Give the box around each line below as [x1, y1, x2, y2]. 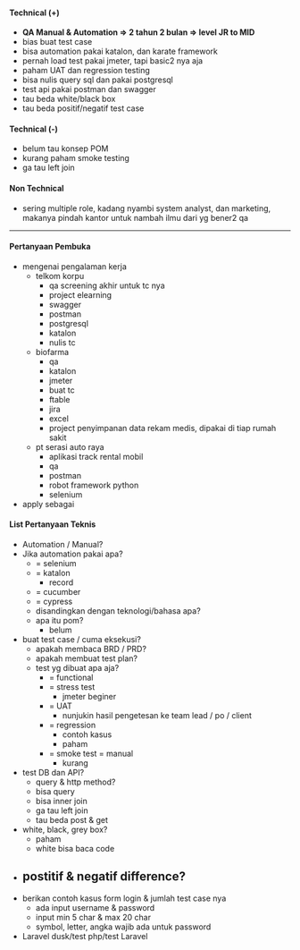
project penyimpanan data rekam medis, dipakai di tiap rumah [48, 422, 277, 433]
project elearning [48, 289, 112, 300]
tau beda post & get [35, 815, 109, 826]
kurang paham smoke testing [21, 153, 129, 164]
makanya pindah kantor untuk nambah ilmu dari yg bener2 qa [21, 212, 248, 223]
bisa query [35, 786, 76, 797]
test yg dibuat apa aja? [35, 663, 120, 674]
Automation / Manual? [21, 539, 104, 550]
